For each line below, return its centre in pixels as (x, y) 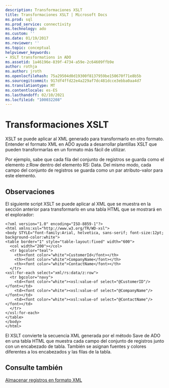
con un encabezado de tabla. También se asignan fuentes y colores (76, 346)
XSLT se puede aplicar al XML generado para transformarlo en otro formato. (85, 139)
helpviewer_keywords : (28, 52)
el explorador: (20, 215)
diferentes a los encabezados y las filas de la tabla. (58, 352)
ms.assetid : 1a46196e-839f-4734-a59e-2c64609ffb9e (60, 62)
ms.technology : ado (26, 29)
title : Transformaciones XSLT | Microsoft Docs (56, 15)
